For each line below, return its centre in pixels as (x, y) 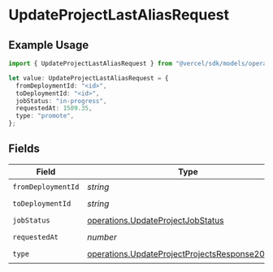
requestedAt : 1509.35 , (54, 108)
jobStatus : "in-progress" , (61, 101)
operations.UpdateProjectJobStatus (155, 221)
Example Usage (49, 45)
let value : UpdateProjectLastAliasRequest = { (89, 78)
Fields (24, 149)
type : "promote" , (45, 116)
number (102, 237)
